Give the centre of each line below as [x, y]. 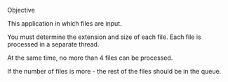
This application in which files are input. [65, 23]
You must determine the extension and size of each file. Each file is [104, 37]
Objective [21, 10]
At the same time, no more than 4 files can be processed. [90, 58]
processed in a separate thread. [53, 44]
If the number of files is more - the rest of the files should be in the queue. [114, 71]
